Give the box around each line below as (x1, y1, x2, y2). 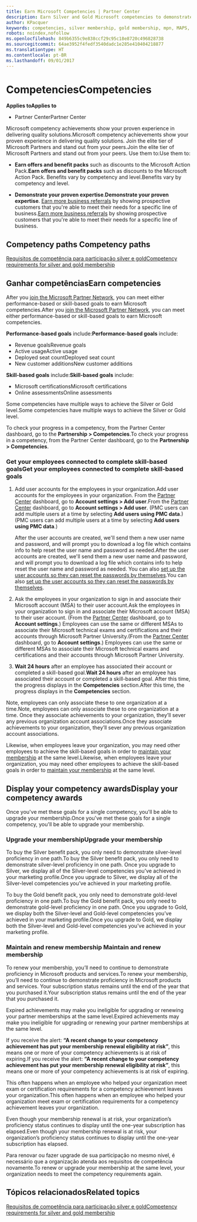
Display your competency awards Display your (6, 783, 178, 793)
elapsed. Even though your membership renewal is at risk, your (6, 1128, 157, 1135)
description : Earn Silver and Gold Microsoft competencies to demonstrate (6, 14, 193, 20)
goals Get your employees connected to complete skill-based (6, 464, 184, 473)
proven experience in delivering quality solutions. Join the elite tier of (6, 137, 173, 144)
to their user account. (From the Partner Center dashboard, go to (14, 614, 171, 622)
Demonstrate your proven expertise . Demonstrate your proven (14, 191, 169, 198)
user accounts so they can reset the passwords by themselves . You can (14, 572, 187, 579)
